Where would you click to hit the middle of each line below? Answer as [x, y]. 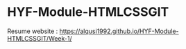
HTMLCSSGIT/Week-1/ [40, 38]
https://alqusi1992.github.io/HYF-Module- [119, 31]
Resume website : [33, 31]
